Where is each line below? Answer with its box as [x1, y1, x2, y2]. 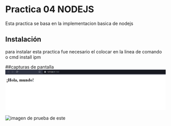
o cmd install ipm [5, 54, 41, 60]
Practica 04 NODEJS [5, 4, 94, 15]
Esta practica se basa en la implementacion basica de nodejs [5, 20, 133, 26]
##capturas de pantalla [5, 64, 54, 70]
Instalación [5, 35, 42, 44]
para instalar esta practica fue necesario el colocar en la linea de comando [5, 48, 162, 54]
